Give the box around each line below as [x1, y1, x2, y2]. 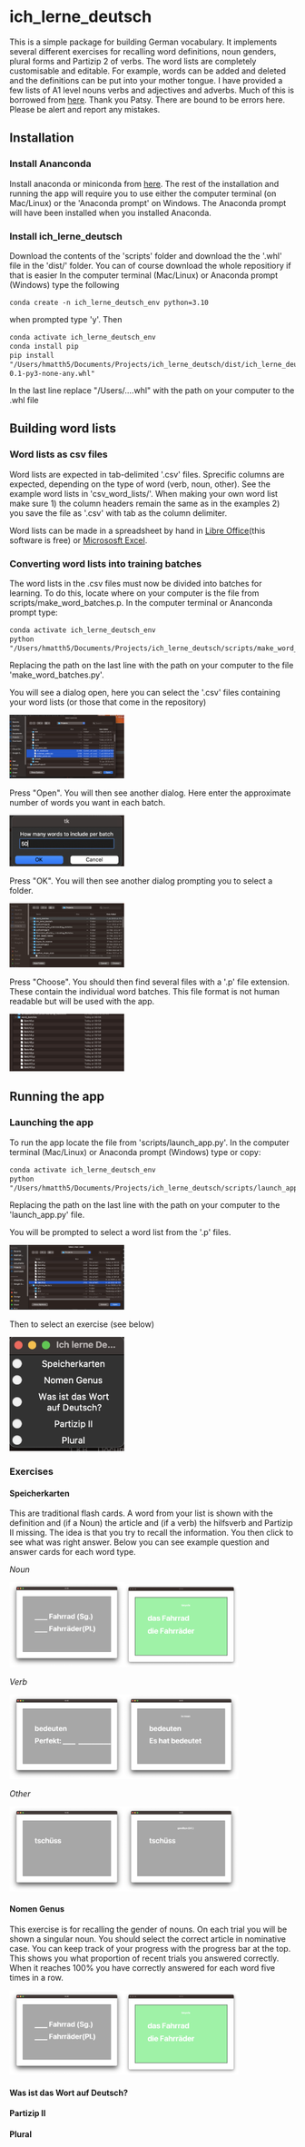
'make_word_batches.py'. [9, 669, 104, 680]
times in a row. [9, 1972, 64, 1983]
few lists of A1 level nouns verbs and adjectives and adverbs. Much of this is [9, 84, 295, 95]
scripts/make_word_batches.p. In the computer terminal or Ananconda [9, 597, 273, 608]
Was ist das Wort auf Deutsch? [9, 2087, 129, 2098]
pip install [9, 351, 54, 360]
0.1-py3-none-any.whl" [9, 369, 95, 378]
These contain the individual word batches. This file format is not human [9, 985, 280, 996]
